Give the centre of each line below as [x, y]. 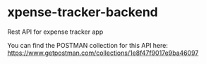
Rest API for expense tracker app [55, 32]
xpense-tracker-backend [83, 12]
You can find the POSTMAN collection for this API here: [87, 45]
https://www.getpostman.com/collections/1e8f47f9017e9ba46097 [103, 53]
